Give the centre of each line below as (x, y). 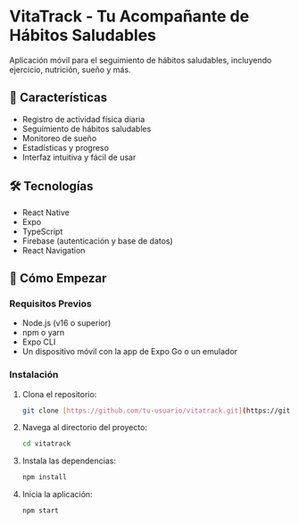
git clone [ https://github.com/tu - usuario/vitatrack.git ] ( (134, 411)
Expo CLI (39, 342)
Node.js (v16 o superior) (66, 323)
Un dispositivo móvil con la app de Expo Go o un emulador (130, 352)
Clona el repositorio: (59, 394)
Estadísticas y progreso (66, 147)
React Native (46, 212)
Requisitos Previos (50, 304)
